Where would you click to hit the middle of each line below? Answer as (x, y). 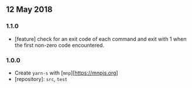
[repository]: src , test (41, 79)
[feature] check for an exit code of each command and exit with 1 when (100, 39)
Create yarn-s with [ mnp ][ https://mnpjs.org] (66, 73)
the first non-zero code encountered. (59, 45)
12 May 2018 (29, 10)
